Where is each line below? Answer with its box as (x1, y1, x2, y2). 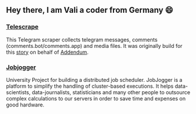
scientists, (6, 88, 31, 96)
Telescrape (6, 23, 39, 31)
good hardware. (6, 101, 45, 108)
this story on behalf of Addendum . (6, 49, 89, 56)
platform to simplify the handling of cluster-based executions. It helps (6, 82, 174, 89)
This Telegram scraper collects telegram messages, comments (6, 36, 158, 43)
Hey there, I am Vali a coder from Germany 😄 (6, 5, 174, 15)
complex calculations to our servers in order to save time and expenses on (6, 95, 186, 102)
